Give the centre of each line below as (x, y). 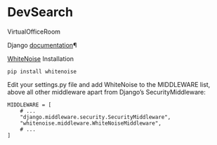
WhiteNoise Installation (41, 58)
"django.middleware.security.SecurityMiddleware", (96, 117)
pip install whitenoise (42, 71)
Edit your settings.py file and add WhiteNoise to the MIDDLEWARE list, (109, 84)
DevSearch (40, 12)
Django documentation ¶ (42, 45)
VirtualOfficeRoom (34, 32)
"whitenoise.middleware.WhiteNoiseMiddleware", (91, 123)
